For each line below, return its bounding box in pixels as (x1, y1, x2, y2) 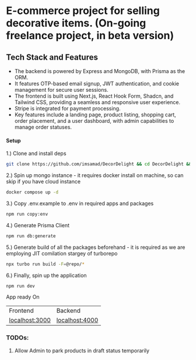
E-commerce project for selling (6, 4, 160, 18)
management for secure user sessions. (14, 86, 109, 93)
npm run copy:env (6, 211, 48, 217)
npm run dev (6, 283, 35, 289)
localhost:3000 (9, 316, 51, 324)
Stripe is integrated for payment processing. (14, 105, 121, 112)
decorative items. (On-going (6, 16, 146, 30)
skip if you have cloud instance (6, 178, 80, 185)
